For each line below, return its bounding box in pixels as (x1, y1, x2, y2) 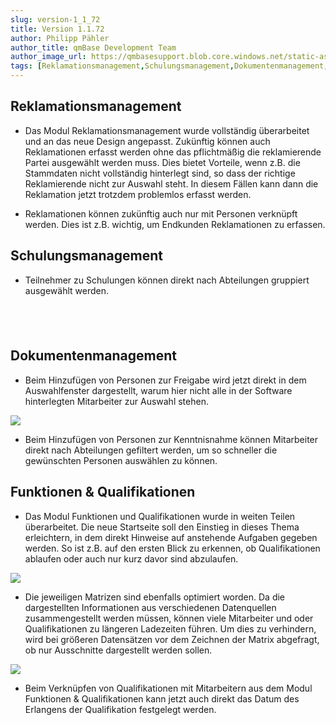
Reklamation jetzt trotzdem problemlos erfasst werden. (24, 188, 252, 200)
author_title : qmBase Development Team (10, 42, 177, 53)
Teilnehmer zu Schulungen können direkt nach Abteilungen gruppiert (24, 274, 310, 286)
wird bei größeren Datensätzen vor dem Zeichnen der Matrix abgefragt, (24, 633, 320, 645)
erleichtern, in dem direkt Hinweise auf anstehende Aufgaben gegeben (24, 531, 318, 543)
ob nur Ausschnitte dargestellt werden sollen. (24, 644, 213, 656)
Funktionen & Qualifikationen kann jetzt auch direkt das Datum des (24, 692, 300, 705)
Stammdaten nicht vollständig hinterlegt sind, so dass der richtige (24, 167, 296, 179)
